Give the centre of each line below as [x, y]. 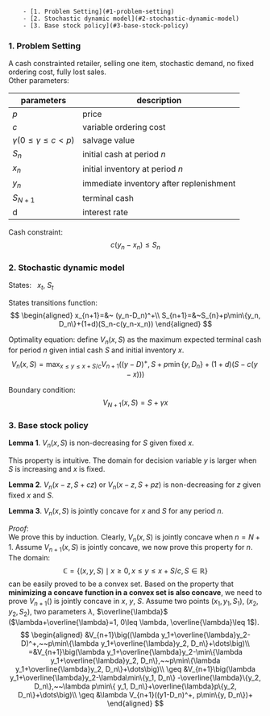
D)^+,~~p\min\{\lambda [60, 643]
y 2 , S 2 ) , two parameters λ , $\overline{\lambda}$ [88, 613]
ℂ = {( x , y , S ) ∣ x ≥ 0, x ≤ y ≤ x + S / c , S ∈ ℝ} [135, 571]
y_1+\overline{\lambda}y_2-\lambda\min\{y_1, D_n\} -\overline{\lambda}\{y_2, [135, 677]
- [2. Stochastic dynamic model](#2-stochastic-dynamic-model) [131, 19]
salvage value [109, 140]
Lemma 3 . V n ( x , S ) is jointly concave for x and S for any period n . [116, 512]
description [159, 101]
